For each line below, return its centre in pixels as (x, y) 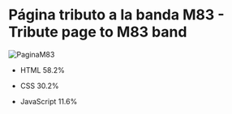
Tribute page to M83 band (98, 32)
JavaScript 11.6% (49, 101)
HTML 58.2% (42, 70)
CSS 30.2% (39, 86)
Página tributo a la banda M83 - (116, 15)
